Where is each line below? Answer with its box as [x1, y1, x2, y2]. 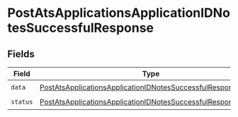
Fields [7, 48, 35, 60]
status [11, 97, 33, 106]
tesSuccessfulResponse [7, 20, 154, 36]
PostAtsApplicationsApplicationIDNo [7, 5, 230, 21]
